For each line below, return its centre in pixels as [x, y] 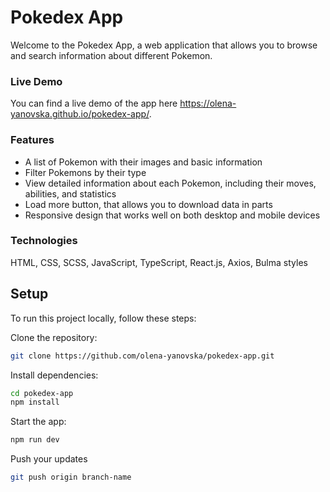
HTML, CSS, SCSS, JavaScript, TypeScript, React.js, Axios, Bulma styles [159, 262]
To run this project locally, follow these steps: [103, 318]
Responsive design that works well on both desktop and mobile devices [172, 215]
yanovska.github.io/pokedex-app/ [80, 114]
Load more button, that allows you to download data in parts [148, 204]
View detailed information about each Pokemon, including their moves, [170, 183]
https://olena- [208, 103]
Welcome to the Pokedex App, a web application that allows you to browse [164, 45]
